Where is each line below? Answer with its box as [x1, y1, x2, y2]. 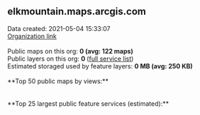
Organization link [7, 32, 57, 40]
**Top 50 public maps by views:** [7, 77, 109, 85]
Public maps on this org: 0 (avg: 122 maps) [7, 47, 133, 55]
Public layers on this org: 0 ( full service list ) [7, 54, 134, 63]
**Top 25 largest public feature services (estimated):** [7, 99, 169, 108]
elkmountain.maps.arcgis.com [7, 6, 147, 18]
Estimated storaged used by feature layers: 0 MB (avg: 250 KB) [7, 61, 193, 70]
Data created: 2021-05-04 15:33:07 [7, 24, 111, 32]
